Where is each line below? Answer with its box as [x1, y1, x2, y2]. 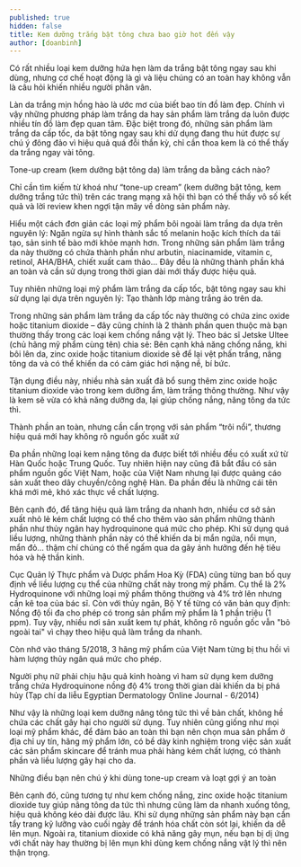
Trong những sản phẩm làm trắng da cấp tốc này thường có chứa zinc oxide [9, 311, 290, 322]
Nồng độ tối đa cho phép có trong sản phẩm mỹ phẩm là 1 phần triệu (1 [9, 607, 271, 618]
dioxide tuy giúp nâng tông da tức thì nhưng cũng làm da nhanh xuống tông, [9, 800, 291, 810]
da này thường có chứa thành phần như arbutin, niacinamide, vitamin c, [9, 247, 273, 258]
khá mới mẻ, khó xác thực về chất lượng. [9, 487, 160, 498]
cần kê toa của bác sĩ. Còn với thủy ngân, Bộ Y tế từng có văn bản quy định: [9, 598, 290, 609]
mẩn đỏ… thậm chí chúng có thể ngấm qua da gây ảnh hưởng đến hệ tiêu [9, 543, 281, 553]
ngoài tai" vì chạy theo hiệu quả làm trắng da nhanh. [9, 626, 203, 638]
